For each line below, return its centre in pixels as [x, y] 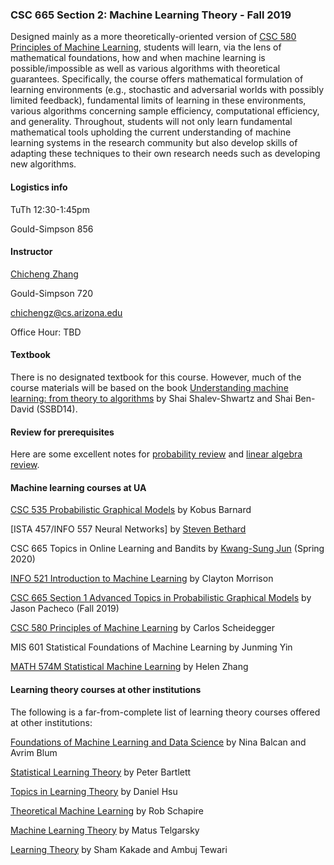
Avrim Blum [34, 752]
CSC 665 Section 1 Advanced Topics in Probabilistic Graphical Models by [161, 598]
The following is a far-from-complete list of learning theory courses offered [165, 712]
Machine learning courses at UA [78, 487]
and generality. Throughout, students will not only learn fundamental [151, 122]
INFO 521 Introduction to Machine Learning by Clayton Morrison [142, 579]
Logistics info [39, 187]
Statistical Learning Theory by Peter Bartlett [101, 772]
